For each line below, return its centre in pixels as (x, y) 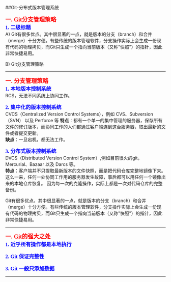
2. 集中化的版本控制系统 (34, 107)
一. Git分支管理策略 (31, 20)
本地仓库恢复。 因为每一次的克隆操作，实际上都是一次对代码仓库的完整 (88, 183)
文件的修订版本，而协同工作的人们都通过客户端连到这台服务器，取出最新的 (83, 127)
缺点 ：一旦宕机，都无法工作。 (36, 139)
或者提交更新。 (25, 133)
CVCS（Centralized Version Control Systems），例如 (60, 114)
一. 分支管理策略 (27, 81)
